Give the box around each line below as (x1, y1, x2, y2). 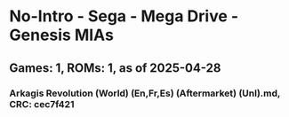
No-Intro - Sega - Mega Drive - (9, 6, 239, 27)
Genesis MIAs (9, 25, 114, 45)
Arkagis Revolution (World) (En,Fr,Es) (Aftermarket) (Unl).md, (9, 87, 281, 99)
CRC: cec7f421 (9, 97, 75, 110)
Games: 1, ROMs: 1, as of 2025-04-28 (9, 60, 221, 75)
